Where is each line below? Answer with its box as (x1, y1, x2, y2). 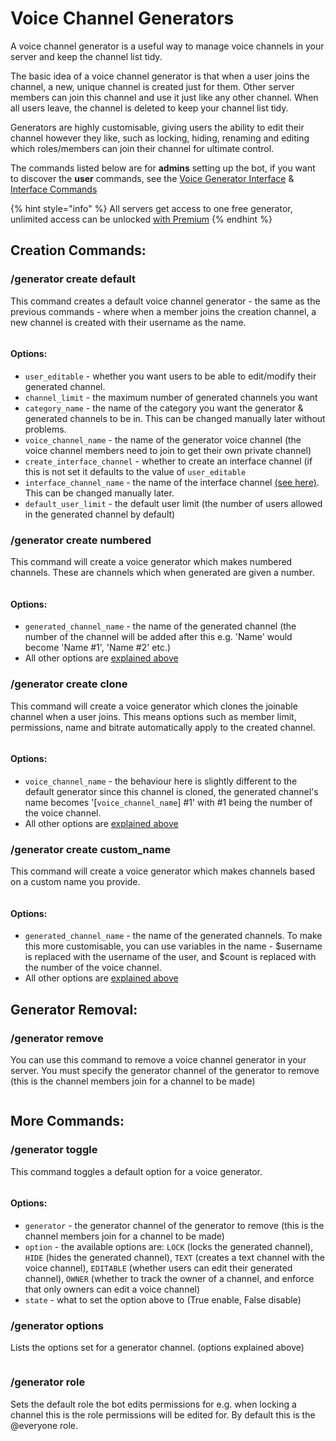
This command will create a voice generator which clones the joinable (10, 700, 298, 712)
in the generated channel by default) (24, 508, 176, 520)
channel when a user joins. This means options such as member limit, (10, 710, 297, 722)
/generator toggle (10, 1143, 98, 1157)
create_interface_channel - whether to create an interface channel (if (24, 455, 313, 467)
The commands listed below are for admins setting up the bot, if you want (10, 162, 316, 174)
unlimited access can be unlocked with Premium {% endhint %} (10, 213, 273, 225)
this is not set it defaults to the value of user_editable (24, 465, 247, 477)
